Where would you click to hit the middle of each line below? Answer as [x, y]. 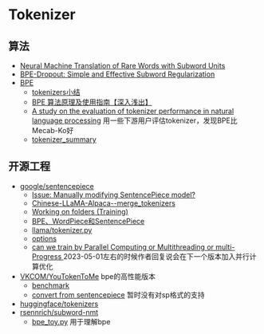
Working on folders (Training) [80, 211]
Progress [47, 256]
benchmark [51, 285]
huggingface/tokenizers [59, 304]
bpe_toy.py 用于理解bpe [71, 321]
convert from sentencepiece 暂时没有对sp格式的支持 [118, 295]
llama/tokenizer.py [62, 230]
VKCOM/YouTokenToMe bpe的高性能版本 [87, 276]
